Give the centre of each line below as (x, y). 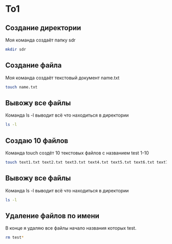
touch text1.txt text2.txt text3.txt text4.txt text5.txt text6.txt (80, 162)
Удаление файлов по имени (52, 216)
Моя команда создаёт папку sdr (40, 40)
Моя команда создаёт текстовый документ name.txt (62, 78)
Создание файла (34, 65)
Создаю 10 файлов (37, 140)
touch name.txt (21, 87)
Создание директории (43, 28)
